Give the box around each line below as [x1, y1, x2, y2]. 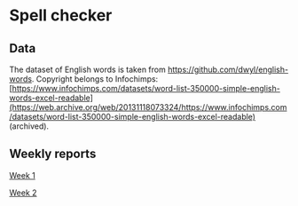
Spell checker [9, 5, 113, 26]
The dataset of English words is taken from [9, 64, 166, 75]
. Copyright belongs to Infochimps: [31, 74, 159, 84]
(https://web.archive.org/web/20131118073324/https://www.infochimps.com [9, 102, 287, 112]
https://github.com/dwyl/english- [167, 64, 289, 75]
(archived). [9, 121, 50, 131]
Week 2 [9, 187, 37, 198]
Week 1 [9, 170, 35, 180]
